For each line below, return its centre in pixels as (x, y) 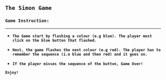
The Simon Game (28, 8)
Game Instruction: (27, 21)
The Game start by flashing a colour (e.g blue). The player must (82, 36)
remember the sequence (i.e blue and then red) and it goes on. (80, 54)
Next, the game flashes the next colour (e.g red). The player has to (86, 50)
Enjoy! (12, 72)
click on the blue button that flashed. (54, 40)
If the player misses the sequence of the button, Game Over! (78, 64)
